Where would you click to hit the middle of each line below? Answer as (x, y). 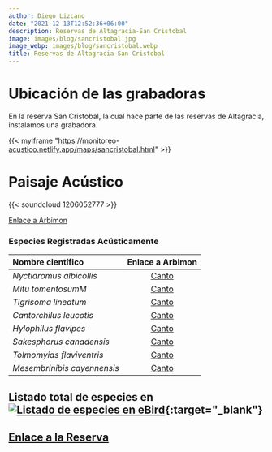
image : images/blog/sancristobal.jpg (72, 39)
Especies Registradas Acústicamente (84, 241)
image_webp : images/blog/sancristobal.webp (83, 46)
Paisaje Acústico (66, 182)
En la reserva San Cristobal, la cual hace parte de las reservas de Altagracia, (136, 116)
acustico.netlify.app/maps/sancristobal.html (82, 149)
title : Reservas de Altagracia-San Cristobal (86, 54)
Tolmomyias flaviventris (58, 355)
